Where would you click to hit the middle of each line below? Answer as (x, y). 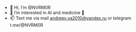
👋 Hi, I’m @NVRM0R (30, 8)
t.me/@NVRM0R (26, 25)
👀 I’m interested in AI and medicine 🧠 (47, 13)
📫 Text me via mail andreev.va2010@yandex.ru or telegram (70, 18)
